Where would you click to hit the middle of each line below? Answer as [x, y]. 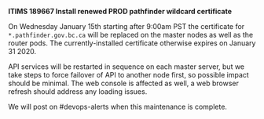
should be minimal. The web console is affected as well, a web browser [124, 83]
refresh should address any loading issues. [78, 92]
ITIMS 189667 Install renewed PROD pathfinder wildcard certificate [120, 11]
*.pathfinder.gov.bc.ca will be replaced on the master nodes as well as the [131, 35]
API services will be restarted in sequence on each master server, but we [126, 67]
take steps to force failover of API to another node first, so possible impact [128, 75]
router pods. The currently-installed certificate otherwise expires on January [132, 43]
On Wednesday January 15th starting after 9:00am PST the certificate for [126, 26]
